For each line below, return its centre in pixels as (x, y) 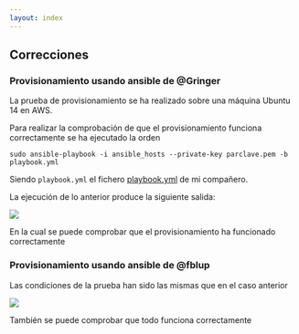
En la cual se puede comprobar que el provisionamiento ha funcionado (143, 232)
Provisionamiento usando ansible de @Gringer (115, 80)
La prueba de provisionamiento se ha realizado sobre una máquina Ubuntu (150, 100)
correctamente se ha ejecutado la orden (85, 138)
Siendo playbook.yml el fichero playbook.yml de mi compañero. (129, 180)
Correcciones (49, 55)
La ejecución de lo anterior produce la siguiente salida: (112, 197)
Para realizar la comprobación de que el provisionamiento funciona (136, 128)
